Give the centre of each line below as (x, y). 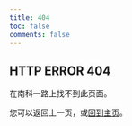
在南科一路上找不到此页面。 (61, 94)
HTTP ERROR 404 (60, 71)
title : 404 (30, 18)
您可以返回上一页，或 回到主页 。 (68, 112)
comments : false (40, 34)
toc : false (30, 26)
